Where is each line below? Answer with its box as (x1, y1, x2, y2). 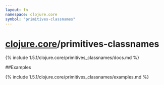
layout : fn (5, 7, 28, 12)
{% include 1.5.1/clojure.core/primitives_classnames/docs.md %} (5, 54, 140, 60)
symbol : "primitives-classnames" (5, 16, 76, 21)
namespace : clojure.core (5, 12, 58, 17)
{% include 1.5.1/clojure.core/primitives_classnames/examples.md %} (5, 74, 149, 80)
